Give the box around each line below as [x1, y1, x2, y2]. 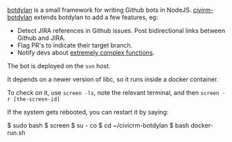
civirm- [193, 6, 214, 14]
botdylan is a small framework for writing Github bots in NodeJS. [7, 6, 192, 14]
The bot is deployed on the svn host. [7, 62, 111, 70]
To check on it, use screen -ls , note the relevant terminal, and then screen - [7, 89, 226, 97]
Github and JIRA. [17, 34, 66, 42]
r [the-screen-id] [7, 96, 60, 103]
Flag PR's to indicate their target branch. [17, 41, 133, 49]
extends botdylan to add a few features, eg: [33, 13, 159, 21]
